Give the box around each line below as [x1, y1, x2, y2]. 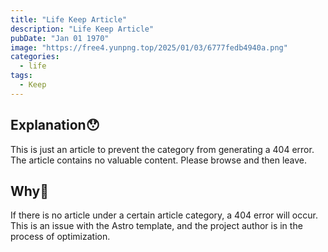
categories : [10, 52, 60, 62]
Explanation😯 [10, 117, 100, 134]
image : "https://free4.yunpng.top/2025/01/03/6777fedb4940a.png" [10, 42, 288, 53]
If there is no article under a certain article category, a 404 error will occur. [10, 209, 318, 221]
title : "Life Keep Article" [10, 14, 128, 25]
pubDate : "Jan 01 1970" [10, 33, 110, 43]
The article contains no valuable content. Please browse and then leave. [10, 154, 308, 166]
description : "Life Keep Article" [10, 24, 155, 34]
